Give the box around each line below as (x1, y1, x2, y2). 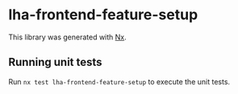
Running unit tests (8, 55, 102, 69)
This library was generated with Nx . (8, 32, 127, 42)
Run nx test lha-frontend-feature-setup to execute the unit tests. (8, 76, 231, 86)
